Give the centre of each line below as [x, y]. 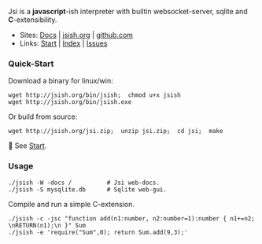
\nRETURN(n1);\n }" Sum [47, 225]
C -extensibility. [33, 20]
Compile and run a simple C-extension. [72, 204]
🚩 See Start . [28, 146]
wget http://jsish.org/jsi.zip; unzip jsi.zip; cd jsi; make [116, 131]
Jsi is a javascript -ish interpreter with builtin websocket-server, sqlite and [128, 11]
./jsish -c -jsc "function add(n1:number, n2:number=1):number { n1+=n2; [132, 218]
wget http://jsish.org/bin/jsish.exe [70, 102]
